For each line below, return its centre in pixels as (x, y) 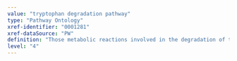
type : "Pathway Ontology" (45, 20)
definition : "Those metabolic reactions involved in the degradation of (116, 40)
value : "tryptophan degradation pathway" (69, 14)
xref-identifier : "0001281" (49, 27)
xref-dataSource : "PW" (41, 33)
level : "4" (23, 46)
